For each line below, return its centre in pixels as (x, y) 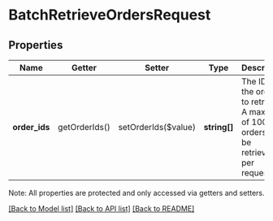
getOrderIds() (84, 127)
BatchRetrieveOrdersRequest (110, 15)
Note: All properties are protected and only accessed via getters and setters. (137, 193)
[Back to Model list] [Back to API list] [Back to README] (102, 208)
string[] (219, 127)
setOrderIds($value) (157, 127)
